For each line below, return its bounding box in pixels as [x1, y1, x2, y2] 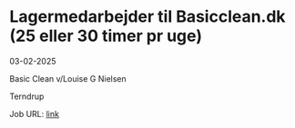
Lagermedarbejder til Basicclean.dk [9, 6, 286, 27]
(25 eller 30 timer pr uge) [9, 25, 203, 46]
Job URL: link [9, 108, 59, 119]
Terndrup [9, 91, 45, 102]
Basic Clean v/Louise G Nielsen [9, 73, 127, 84]
